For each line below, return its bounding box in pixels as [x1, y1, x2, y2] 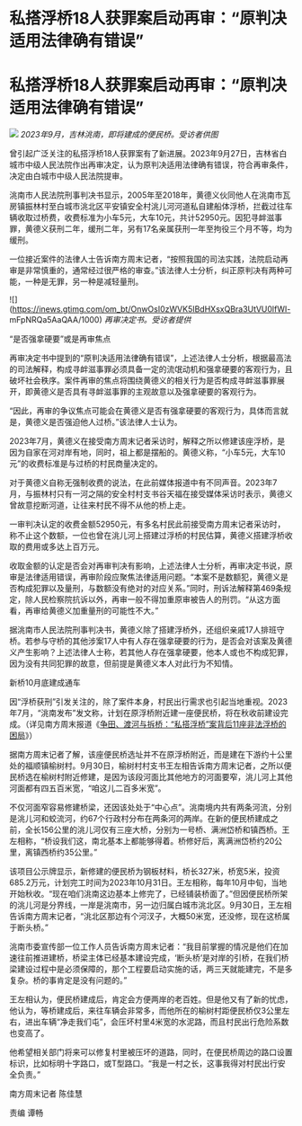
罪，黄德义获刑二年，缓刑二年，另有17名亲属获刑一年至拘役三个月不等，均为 [9, 224, 293, 235]
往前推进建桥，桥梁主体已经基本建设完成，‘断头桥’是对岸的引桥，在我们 [16, 953, 281, 963]
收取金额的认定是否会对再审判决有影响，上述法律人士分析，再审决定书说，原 [9, 561, 293, 572]
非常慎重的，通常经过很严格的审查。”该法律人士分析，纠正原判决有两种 [24, 265, 285, 276]
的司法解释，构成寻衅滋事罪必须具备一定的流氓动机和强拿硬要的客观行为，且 [9, 364, 293, 375]
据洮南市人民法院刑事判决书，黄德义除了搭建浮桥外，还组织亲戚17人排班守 [9, 625, 285, 635]
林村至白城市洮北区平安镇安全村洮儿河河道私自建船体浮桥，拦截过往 [32, 201, 285, 212]
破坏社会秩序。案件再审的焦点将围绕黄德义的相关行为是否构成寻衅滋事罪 [9, 375, 277, 386]
